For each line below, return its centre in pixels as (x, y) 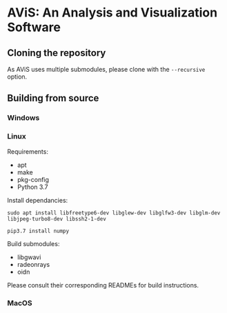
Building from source (53, 98)
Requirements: (28, 151)
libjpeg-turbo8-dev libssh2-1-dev (57, 219)
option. (17, 77)
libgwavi (29, 257)
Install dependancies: (38, 200)
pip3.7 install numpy (38, 231)
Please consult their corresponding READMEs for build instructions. (103, 285)
